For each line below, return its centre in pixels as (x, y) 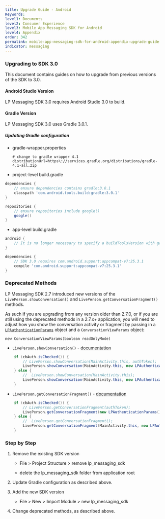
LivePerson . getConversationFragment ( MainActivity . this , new (85, 426)
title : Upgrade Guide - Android (38, 10)
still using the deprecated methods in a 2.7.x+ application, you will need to (80, 319)
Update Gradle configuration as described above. (62, 482)
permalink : (16, 42)
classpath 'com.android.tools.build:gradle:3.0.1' (67, 193)
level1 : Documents (24, 19)
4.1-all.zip (24, 166)
